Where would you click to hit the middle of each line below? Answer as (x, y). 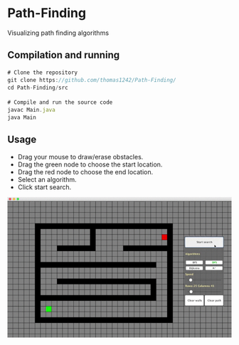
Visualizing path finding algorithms (58, 33)
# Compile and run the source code (60, 102)
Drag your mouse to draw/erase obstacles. (80, 156)
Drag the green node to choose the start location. (90, 164)
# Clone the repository (43, 73)
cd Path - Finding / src (38, 87)
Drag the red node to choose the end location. (85, 171)
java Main (22, 117)
